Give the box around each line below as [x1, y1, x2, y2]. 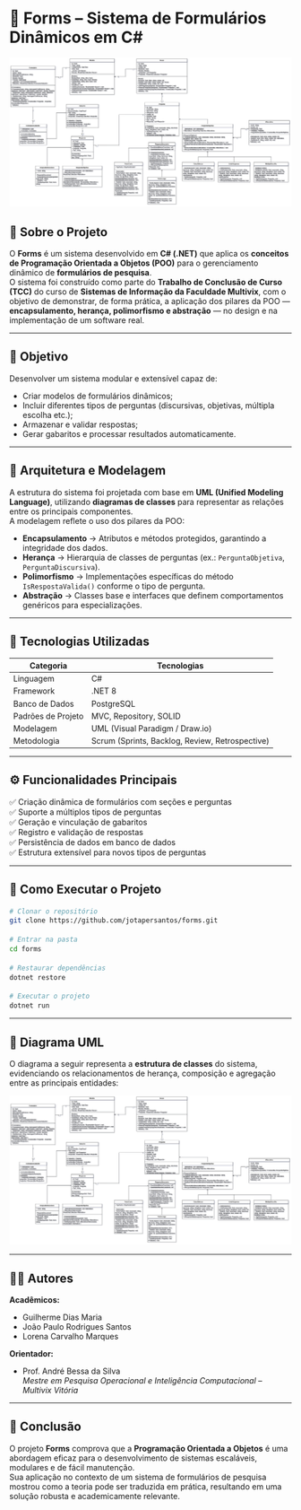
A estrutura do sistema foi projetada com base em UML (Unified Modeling [9, 486, 284, 497]
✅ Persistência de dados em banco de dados [9, 836, 176, 847]
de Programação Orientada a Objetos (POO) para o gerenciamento [9, 257, 259, 268]
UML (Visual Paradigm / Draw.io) [90, 723, 212, 734]
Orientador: [9, 1349, 54, 1359]
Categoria [30, 659, 68, 671]
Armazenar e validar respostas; [21, 419, 139, 430]
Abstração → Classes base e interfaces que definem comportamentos [21, 589, 284, 600]
